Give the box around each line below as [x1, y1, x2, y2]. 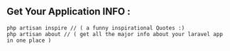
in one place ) [6, 37, 52, 44]
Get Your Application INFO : [6, 6, 131, 18]
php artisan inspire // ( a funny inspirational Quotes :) [6, 24, 185, 31]
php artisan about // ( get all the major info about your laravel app [6, 30, 223, 38]
